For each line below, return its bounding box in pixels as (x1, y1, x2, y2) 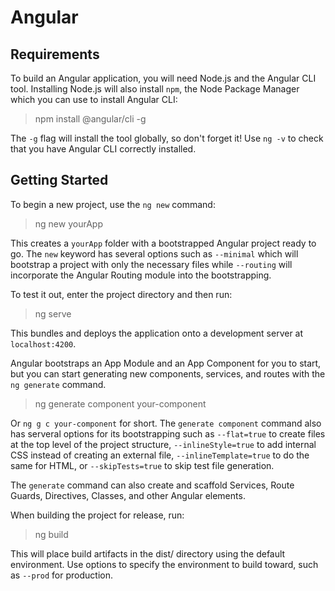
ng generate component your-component (34, 397, 207, 410)
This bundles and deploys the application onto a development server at (10, 327, 304, 339)
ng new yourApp (34, 217, 103, 230)
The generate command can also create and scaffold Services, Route (10, 479, 295, 491)
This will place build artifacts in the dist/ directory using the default (10, 547, 286, 560)
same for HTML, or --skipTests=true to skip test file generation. (10, 459, 275, 471)
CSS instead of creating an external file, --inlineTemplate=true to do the (10, 449, 310, 461)
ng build (34, 528, 69, 540)
